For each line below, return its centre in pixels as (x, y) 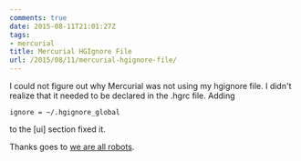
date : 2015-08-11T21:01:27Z (63, 26)
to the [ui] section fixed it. (58, 129)
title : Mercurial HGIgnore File (71, 52)
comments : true (38, 18)
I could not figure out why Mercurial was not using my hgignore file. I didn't (150, 86)
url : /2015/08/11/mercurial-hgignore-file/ (93, 60)
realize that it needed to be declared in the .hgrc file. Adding (122, 96)
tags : (20, 35)
